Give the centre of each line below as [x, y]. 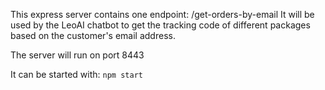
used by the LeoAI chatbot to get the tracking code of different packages [160, 25]
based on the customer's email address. [93, 35]
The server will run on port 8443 [77, 55]
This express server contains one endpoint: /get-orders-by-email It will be [162, 14]
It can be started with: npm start [76, 74]
